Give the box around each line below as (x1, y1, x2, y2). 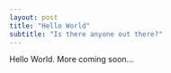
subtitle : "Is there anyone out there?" (9, 29, 164, 38)
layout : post (9, 12, 58, 22)
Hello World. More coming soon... (9, 54, 134, 65)
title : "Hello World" (9, 21, 91, 30)
